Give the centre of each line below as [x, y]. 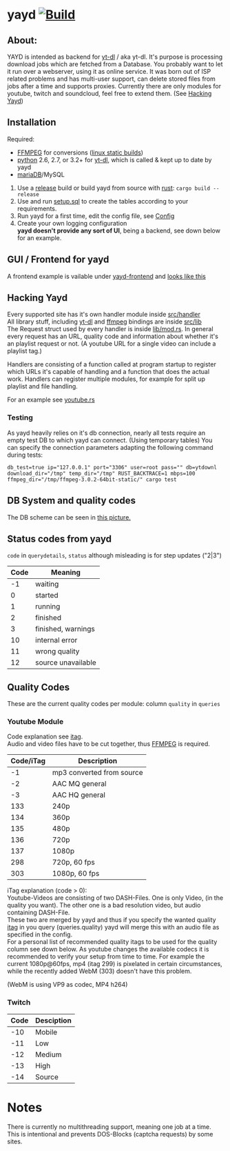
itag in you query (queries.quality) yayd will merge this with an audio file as [113, 927]
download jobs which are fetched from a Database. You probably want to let [115, 64]
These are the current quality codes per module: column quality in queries [114, 704]
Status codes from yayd [60, 539]
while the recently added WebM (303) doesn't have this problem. [100, 971]
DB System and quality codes [72, 501]
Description [98, 761]
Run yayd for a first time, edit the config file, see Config [96, 216]
